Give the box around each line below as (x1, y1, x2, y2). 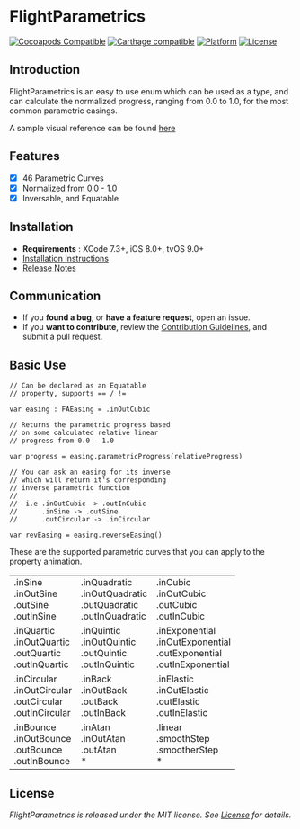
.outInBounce (13, 755, 70, 768)
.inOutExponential (155, 636, 232, 648)
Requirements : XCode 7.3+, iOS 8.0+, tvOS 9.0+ (22, 243, 205, 254)
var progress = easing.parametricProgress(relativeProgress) (9, 452, 243, 461)
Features (9, 148, 60, 164)
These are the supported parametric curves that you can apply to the (9, 547, 265, 557)
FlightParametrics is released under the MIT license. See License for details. (9, 809, 292, 820)
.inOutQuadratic (80, 587, 148, 600)
